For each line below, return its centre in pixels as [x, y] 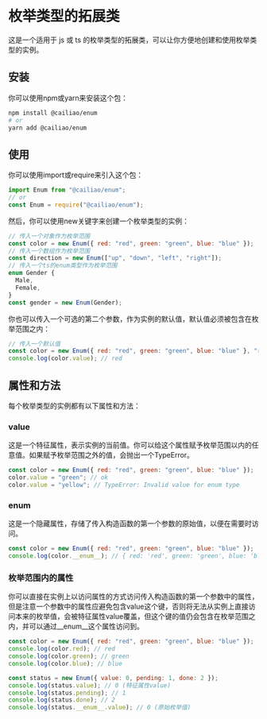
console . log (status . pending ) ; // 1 [67, 693]
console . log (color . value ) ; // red [66, 358]
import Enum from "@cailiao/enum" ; [67, 190]
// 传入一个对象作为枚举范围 [49, 236]
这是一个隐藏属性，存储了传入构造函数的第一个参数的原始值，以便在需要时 [130, 524]
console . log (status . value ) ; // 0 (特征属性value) [89, 685]
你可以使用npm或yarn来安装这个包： [68, 98]
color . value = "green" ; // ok [58, 477]
